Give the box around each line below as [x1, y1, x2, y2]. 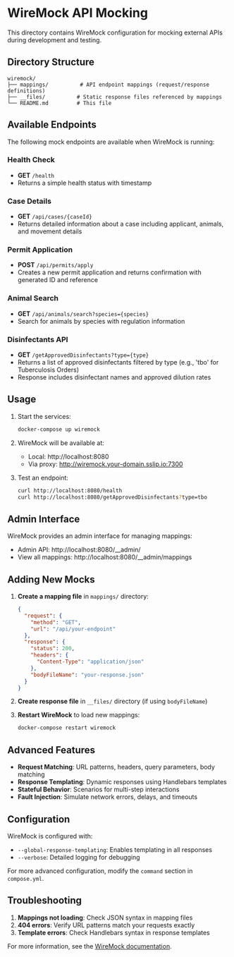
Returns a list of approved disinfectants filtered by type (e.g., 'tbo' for [17, 358, 219, 367]
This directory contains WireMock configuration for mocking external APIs [7, 28, 223, 37]
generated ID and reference [17, 276, 99, 284]
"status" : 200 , [30, 645, 75, 652]
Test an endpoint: [17, 473, 69, 482]
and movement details [17, 227, 82, 236]
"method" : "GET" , [30, 618, 82, 626]
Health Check [7, 155, 55, 165]
